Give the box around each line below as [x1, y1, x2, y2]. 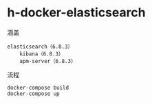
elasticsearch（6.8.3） [7, 43, 74, 50]
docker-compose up [7, 90, 60, 97]
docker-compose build [7, 84, 69, 91]
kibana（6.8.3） [19, 50, 64, 57]
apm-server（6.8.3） [19, 57, 76, 64]
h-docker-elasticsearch [7, 5, 146, 21]
